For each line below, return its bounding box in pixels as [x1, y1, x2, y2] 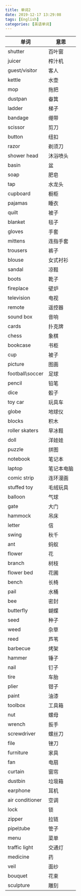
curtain [7, 768, 24, 775]
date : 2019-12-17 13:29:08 [5, 12, 61, 17]
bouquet [7, 872, 27, 879]
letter [7, 522, 20, 529]
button [7, 133, 23, 140]
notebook [7, 455, 30, 462]
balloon [7, 493, 25, 500]
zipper [7, 816, 23, 823]
